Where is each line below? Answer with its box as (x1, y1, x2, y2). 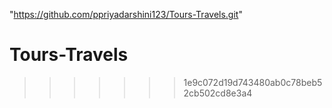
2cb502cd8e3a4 (183, 87, 253, 99)
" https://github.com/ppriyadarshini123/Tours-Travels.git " (9, 9, 243, 20)
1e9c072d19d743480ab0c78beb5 (183, 76, 323, 88)
